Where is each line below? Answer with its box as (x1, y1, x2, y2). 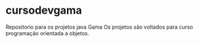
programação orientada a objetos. (5, 29, 90, 36)
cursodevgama (5, 4, 82, 17)
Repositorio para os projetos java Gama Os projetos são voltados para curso (5, 23, 194, 30)
